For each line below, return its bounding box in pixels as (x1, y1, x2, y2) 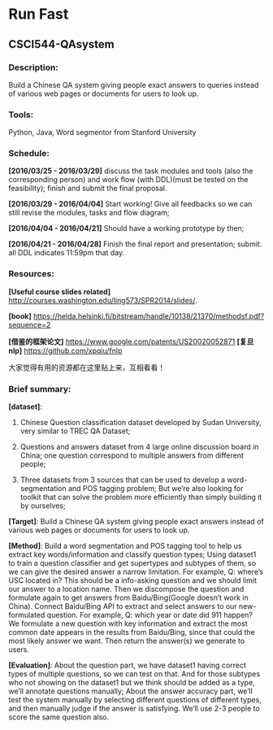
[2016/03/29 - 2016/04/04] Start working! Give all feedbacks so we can (8, 199, 253, 209)
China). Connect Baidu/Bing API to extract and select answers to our (8, 602, 237, 611)
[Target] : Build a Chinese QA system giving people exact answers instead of (8, 517, 264, 527)
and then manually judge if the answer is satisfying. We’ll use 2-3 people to (8, 704, 260, 714)
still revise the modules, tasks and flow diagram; (8, 208, 170, 218)
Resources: (8, 268, 54, 280)
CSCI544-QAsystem (8, 37, 115, 51)
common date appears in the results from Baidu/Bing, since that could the (8, 628, 256, 637)
